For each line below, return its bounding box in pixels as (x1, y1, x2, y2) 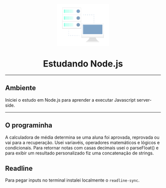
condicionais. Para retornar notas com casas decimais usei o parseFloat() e (5, 145, 159, 150)
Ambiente (5, 84, 36, 92)
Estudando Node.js (42, 58, 124, 70)
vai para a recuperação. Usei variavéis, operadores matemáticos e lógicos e (5, 139, 160, 146)
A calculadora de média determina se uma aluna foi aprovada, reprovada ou (5, 134, 160, 140)
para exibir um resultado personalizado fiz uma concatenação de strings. (5, 150, 154, 156)
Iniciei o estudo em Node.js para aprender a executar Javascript (5, 97, 136, 103)
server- (136, 97, 152, 103)
